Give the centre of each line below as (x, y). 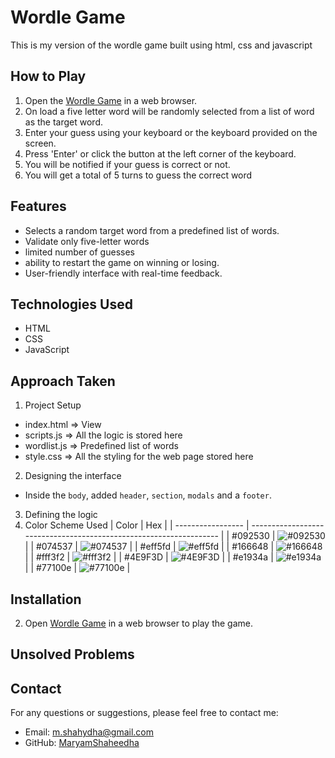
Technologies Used (71, 304)
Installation (46, 599)
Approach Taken (63, 381)
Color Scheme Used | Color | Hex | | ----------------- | (137, 525)
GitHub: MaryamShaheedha (82, 743)
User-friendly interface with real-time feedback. (123, 273)
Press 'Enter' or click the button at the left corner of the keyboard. (160, 153)
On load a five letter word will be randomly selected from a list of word (169, 111)
